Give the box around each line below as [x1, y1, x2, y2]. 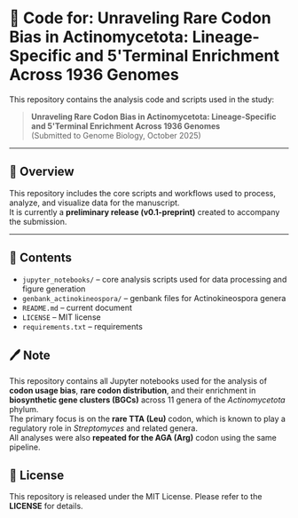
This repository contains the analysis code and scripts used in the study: [9, 93, 275, 105]
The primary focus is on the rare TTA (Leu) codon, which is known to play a [9, 413, 286, 425]
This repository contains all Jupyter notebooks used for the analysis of [9, 376, 268, 387]
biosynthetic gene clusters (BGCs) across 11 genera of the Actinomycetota [9, 394, 286, 405]
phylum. [9, 404, 39, 415]
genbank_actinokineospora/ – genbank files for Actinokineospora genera [21, 292, 286, 303]
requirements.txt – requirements [21, 321, 144, 331]
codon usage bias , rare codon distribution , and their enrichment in [9, 386, 256, 396]
